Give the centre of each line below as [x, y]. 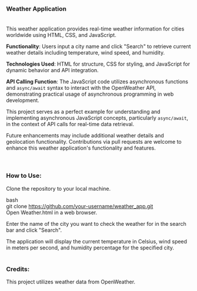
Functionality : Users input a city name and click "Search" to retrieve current [98, 46]
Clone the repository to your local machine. [59, 188]
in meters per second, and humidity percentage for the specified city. [90, 248]
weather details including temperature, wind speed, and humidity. [86, 53]
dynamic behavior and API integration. [52, 70]
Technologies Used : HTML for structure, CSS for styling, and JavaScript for [98, 64]
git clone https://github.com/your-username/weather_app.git [80, 206]
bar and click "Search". [34, 230]
